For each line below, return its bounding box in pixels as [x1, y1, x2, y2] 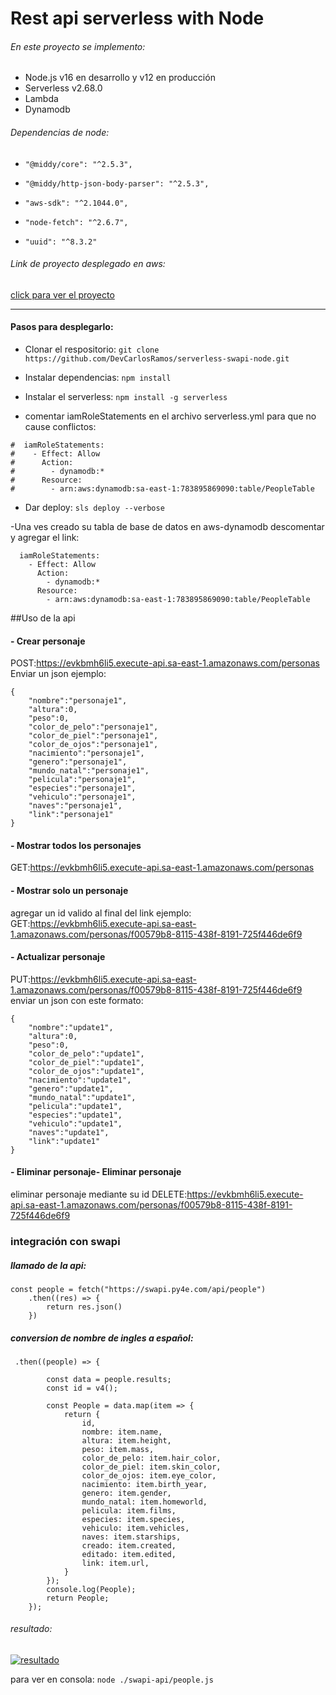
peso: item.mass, [81, 1444, 155, 1454]
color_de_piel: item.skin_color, [81, 1462, 222, 1472]
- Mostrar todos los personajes [10, 839, 142, 851]
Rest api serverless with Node [10, 7, 265, 30]
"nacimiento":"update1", [28, 1075, 132, 1085]
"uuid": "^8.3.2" [24, 237, 98, 247]
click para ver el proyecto [10, 288, 115, 301]
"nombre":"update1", [28, 1022, 114, 1032]
